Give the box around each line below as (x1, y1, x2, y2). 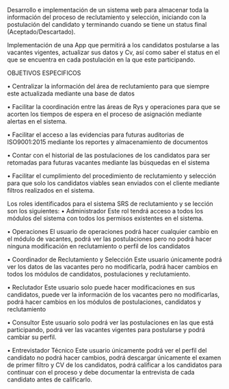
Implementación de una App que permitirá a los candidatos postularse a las (7, 41, 220, 49)
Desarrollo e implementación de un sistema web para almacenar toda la (7, 6, 209, 14)
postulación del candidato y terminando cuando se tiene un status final (7, 21, 207, 28)
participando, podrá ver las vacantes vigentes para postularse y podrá (7, 326, 205, 333)
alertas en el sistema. (7, 117, 67, 126)
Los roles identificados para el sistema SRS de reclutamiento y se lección (7, 200, 213, 208)
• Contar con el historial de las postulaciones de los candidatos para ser (7, 151, 211, 159)
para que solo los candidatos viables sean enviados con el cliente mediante (7, 179, 220, 187)
